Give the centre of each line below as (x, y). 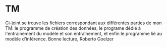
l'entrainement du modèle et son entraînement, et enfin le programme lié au (84, 33)
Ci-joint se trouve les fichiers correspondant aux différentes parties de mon (84, 23)
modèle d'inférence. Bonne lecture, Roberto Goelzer (60, 39)
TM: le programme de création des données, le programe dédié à (73, 28)
